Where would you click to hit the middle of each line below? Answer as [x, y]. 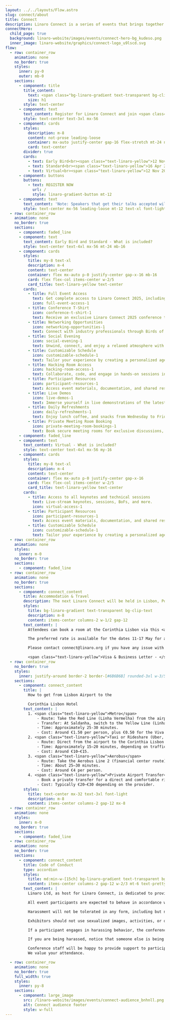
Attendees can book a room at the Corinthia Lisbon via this [93, 630]
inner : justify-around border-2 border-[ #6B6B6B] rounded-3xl [86, 676]
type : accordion [40, 870]
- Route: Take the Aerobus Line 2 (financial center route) [102, 761]
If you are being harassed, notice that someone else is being [96, 939]
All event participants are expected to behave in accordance [95, 902]
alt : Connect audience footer [55, 1005]
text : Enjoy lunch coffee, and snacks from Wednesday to [94, 417]
